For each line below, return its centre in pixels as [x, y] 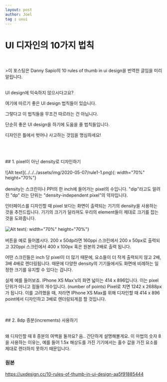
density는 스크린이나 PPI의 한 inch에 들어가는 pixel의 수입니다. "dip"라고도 [78, 189]
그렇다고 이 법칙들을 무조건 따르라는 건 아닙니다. [52, 114]
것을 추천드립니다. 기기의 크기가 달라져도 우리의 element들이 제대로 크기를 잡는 [82, 212]
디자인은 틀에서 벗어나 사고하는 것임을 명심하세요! [53, 135]
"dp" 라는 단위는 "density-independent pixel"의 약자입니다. [69, 195]
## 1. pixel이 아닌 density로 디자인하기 [43, 162]
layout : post [19, 10]
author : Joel [19, 14]
